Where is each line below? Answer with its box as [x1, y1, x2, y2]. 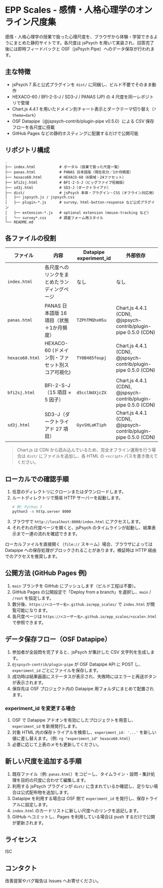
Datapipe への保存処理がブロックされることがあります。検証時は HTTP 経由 [5, 547, 157, 553]
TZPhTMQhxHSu [76, 318, 107, 323]
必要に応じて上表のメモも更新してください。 [12, 741, 101, 747]
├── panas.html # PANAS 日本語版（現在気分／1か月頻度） [5, 169, 133, 175]
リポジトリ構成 [5, 146, 50, 154]
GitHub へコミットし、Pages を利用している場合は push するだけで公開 [12, 813, 155, 820]
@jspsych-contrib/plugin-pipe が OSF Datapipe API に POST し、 [12, 661, 143, 667]
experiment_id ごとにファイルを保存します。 [12, 667, 101, 673]
